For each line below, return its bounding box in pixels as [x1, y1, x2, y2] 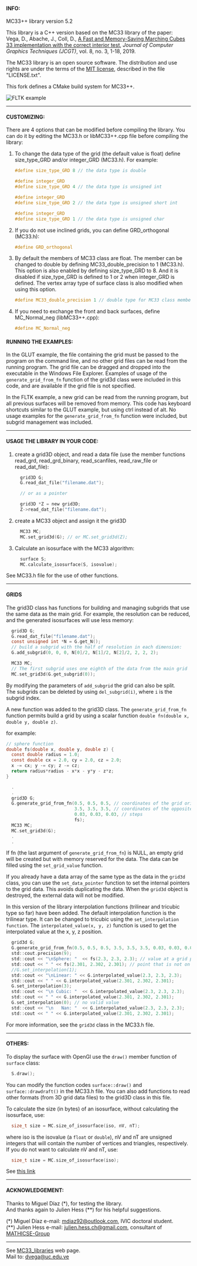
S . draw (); [11, 1071, 35, 1076]
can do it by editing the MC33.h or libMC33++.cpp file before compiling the [6, 133, 189, 140]
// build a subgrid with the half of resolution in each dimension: [11, 644, 182, 650]
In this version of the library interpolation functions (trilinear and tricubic [6, 903, 180, 910]
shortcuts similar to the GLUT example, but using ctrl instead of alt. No [6, 406, 176, 413]
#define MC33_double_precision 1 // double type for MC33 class [14, 297, 175, 303]
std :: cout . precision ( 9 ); [11, 951, 72, 957]
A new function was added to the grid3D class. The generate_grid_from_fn [6, 705, 186, 713]
